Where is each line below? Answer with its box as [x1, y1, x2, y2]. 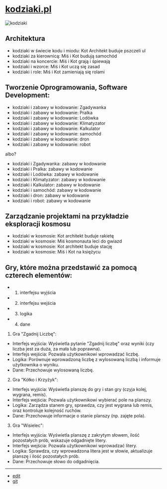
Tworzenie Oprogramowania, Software [5, 83, 128, 92]
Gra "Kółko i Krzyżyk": [12, 377, 58, 383]
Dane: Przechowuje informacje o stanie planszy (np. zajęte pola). [12, 413, 146, 419]
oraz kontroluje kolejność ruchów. [12, 407, 82, 414]
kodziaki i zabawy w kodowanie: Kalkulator [12, 125, 100, 131]
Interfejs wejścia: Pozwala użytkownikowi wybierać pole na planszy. [12, 397, 152, 403]
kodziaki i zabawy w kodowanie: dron [12, 136, 89, 142]
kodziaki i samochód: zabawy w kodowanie [12, 187, 102, 193]
